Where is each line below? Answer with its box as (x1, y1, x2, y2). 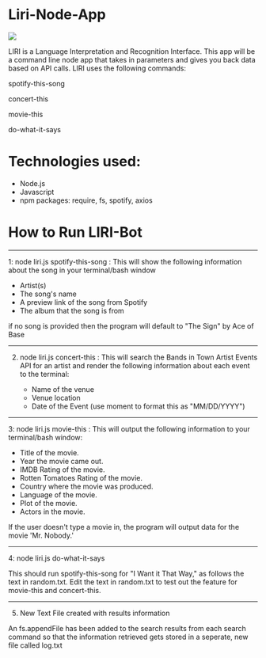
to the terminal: (19, 369, 70, 378)
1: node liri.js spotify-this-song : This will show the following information (8, 257, 242, 266)
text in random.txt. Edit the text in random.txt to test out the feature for (8, 576, 237, 587)
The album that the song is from (19, 306, 124, 315)
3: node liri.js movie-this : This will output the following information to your (8, 424, 251, 433)
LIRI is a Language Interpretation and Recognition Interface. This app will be (8, 46, 256, 56)
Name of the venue (31, 384, 95, 394)
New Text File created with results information (19, 608, 170, 618)
